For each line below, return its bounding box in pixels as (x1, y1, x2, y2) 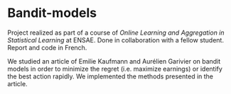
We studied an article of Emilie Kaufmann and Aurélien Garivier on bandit (7, 57, 221, 65)
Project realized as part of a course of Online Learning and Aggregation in (7, 28, 225, 37)
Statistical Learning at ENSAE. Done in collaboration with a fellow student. (7, 35, 224, 44)
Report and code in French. (7, 43, 87, 52)
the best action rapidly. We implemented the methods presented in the (7, 72, 214, 81)
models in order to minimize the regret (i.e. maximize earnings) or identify (7, 64, 222, 73)
